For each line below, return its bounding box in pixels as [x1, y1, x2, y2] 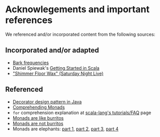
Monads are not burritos [12, 120, 63, 126]
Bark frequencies [12, 60, 49, 66]
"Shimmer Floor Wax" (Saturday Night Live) [12, 70, 104, 76]
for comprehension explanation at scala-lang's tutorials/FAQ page [12, 109, 151, 116]
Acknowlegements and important [5, 4, 150, 15]
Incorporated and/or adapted [5, 46, 99, 54]
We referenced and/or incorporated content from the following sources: [5, 31, 155, 37]
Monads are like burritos [12, 115, 64, 121]
